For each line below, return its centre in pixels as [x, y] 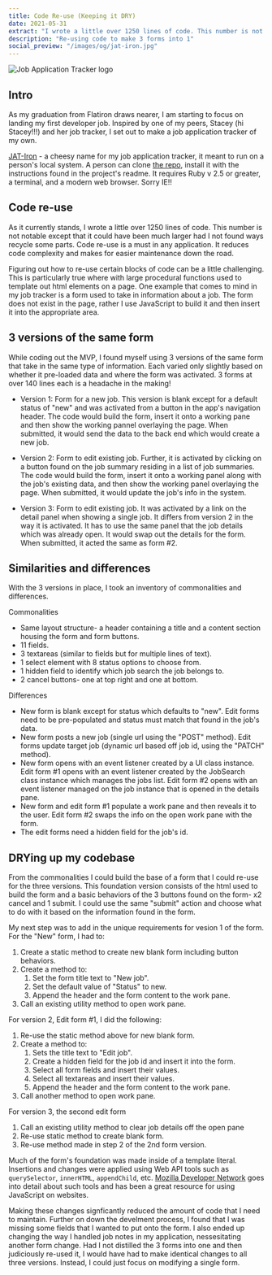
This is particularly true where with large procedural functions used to [125, 277]
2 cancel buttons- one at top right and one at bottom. [109, 680]
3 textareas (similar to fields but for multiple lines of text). [116, 654]
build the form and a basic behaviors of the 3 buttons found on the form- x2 [135, 894]
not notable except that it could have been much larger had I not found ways [136, 236]
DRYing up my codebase [72, 857]
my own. [23, 140]
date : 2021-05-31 [38, 24]
